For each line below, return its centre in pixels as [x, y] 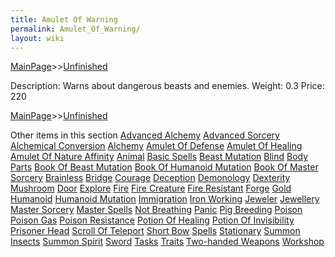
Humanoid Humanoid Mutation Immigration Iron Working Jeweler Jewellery [165, 199]
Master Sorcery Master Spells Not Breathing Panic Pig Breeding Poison [156, 210]
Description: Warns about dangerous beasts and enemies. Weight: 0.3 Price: [167, 86]
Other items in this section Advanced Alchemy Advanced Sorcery [145, 135]
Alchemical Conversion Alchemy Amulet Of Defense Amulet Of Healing [156, 146]
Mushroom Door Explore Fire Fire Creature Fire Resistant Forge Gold [151, 188]
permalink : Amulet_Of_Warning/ [75, 29]
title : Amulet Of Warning [64, 19]
